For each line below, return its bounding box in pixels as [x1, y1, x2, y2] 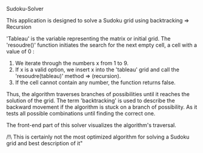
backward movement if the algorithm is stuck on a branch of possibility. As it [6, 103, 198, 111]
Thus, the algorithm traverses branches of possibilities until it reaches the [6, 91, 190, 97]
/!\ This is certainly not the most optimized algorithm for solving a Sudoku [6, 133, 190, 140]
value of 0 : [6, 48, 35, 55]
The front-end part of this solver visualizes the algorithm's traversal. [6, 122, 177, 129]
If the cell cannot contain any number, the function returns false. [15, 79, 176, 86]
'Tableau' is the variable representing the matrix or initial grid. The [6, 35, 171, 42]
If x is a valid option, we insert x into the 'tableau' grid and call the [15, 66, 180, 73]
